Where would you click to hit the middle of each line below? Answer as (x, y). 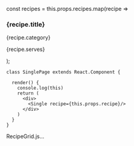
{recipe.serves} (26, 49)
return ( (28, 93)
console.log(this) (40, 88)
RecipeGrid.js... (25, 136)
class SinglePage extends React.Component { (63, 72)
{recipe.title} (26, 24)
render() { (25, 83)
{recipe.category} (28, 38)
